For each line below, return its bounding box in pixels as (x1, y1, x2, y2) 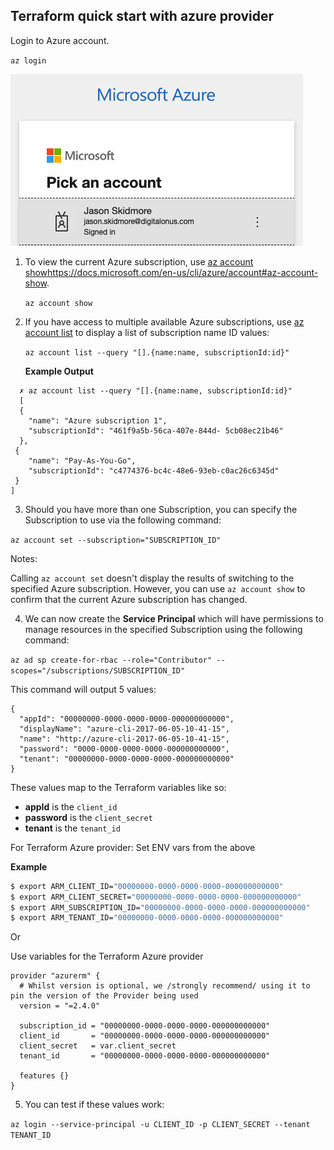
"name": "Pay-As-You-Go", (28, 455, 137, 466)
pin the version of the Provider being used (10, 991, 199, 1001)
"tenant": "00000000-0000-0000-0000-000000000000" (19, 754, 235, 764)
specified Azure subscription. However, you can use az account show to (10, 582, 306, 594)
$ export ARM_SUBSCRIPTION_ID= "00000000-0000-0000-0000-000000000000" (10, 902, 311, 913)
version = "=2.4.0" (19, 1001, 101, 1011)
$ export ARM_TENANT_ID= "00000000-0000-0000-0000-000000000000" (10, 913, 284, 923)
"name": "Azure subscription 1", (28, 415, 168, 426)
